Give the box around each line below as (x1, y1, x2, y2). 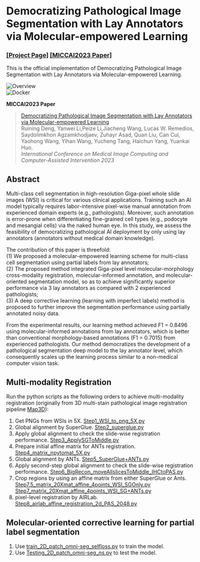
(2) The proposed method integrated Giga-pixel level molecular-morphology (6, 265, 194, 273)
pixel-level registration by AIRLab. (14, 494, 99, 501)
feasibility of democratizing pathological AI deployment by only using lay (6, 228, 186, 235)
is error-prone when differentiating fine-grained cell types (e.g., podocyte (6, 216, 188, 223)
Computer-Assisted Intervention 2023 (20, 157, 115, 164)
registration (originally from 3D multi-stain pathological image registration (6, 400, 187, 407)
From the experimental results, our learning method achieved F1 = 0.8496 (6, 322, 187, 329)
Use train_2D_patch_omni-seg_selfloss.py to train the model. (14, 542, 165, 549)
